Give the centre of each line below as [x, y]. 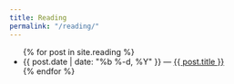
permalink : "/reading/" [55, 26]
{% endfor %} [49, 71]
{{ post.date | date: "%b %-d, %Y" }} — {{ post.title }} [123, 61]
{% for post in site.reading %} [78, 51]
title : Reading [38, 18]
